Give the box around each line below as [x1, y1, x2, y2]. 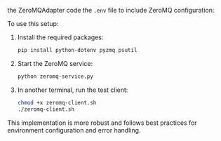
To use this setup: [7, 20, 59, 27]
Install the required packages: [17, 33, 104, 41]
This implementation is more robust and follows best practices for [7, 119, 198, 127]
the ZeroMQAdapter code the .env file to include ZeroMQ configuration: [7, 6, 215, 14]
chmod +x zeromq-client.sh [17, 99, 97, 106]
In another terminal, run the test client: [17, 86, 128, 94]
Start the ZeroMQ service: [17, 59, 93, 67]
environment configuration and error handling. [7, 126, 141, 134]
